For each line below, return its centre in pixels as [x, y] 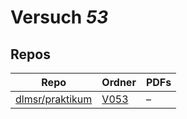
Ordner [119, 82]
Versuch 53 [59, 17]
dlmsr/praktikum [54, 99]
